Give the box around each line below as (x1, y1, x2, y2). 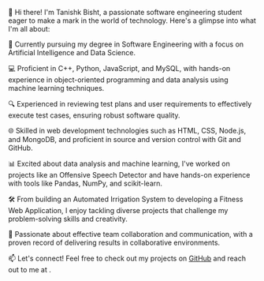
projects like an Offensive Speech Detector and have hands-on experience (8, 170, 251, 179)
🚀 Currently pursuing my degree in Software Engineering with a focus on (8, 39, 244, 49)
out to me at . (8, 265, 51, 274)
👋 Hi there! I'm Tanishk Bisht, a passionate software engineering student (8, 8, 243, 17)
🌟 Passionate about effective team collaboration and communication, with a (8, 230, 254, 238)
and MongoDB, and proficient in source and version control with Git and (8, 135, 242, 144)
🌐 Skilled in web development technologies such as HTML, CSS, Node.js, (8, 126, 247, 135)
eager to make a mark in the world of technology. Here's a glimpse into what (8, 16, 256, 25)
